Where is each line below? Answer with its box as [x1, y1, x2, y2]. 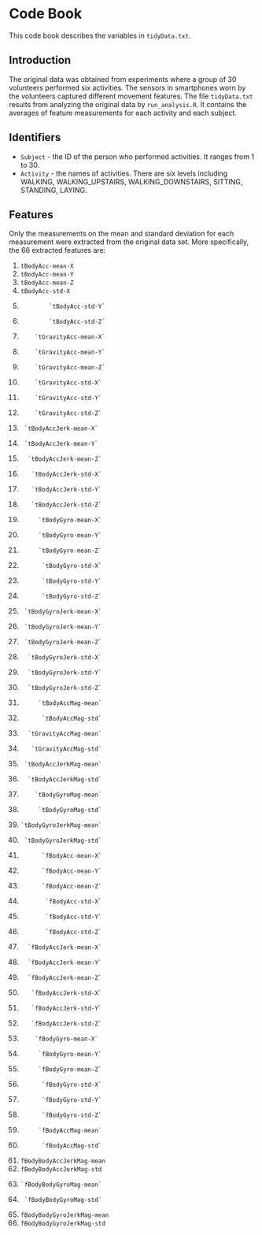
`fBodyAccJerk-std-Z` [31, 1020, 102, 1028]
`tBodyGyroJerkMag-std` [24, 836, 102, 845]
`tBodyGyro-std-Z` [41, 592, 102, 601]
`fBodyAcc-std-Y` [45, 913, 102, 922]
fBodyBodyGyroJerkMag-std [20, 1220, 105, 1228]
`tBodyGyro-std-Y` [41, 577, 102, 585]
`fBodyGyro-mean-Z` [38, 1066, 102, 1074]
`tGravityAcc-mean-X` [35, 333, 105, 341]
